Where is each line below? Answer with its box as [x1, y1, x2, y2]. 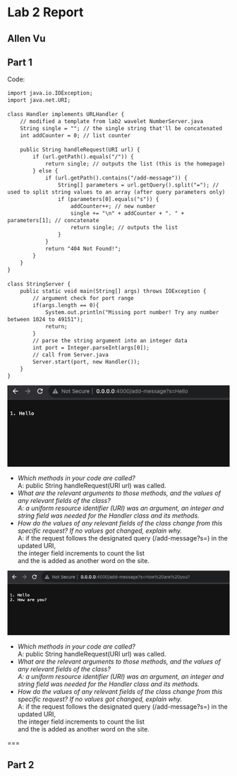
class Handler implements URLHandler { [7, 111, 125, 118]
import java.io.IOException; [7, 90, 93, 97]
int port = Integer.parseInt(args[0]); [32, 344, 150, 352]
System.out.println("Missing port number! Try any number [44, 309, 219, 316]
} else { [32, 168, 59, 175]
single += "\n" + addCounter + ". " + [70, 210, 185, 217]
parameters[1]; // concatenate [7, 217, 99, 224]
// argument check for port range [32, 295, 134, 302]
